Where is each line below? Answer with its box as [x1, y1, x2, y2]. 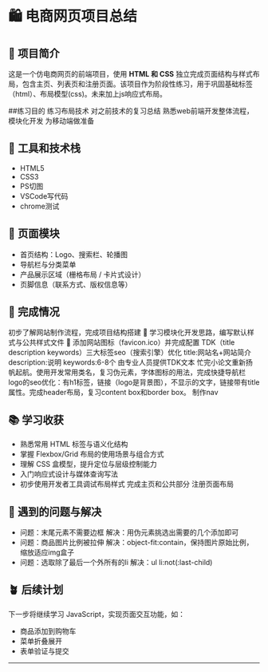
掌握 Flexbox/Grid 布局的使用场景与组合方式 [19, 449, 164, 459]
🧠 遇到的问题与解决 [8, 504, 102, 519]
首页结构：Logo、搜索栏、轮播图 [19, 249, 128, 259]
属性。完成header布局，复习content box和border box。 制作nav [8, 388, 219, 397]
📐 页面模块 [8, 227, 60, 240]
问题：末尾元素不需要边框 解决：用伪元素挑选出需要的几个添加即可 [19, 528, 239, 537]
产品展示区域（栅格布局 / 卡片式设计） [19, 269, 146, 279]
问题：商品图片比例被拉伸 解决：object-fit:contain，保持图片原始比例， [19, 538, 254, 547]
